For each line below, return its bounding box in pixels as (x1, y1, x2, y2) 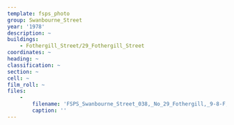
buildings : (7, 36, 39, 43)
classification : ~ (7, 62, 61, 69)
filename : (32, 101, 61, 108)
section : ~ (7, 68, 39, 75)
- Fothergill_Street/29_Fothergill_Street (19, 42, 145, 49)
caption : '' (32, 107, 68, 114)
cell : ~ (7, 74, 30, 82)
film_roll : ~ (7, 81, 45, 88)
